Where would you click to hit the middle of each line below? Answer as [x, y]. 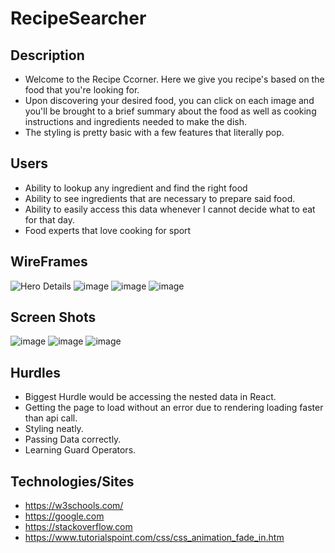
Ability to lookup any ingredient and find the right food [136, 188]
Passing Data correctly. [73, 439]
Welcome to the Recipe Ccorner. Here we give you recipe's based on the [174, 79]
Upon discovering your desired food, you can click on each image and [169, 100]
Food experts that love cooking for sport [108, 230]
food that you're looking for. [82, 90]
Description [47, 55]
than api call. [51, 418]
